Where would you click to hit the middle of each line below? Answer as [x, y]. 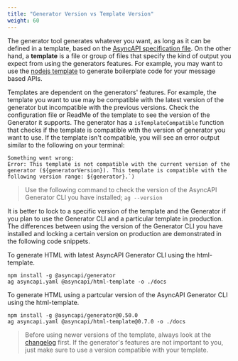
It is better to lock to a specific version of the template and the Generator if [117, 211]
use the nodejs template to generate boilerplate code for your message [112, 71]
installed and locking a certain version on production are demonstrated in [114, 233]
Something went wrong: [41, 158]
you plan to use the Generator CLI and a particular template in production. [115, 218]
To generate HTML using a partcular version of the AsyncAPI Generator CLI [118, 294]
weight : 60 [23, 21]
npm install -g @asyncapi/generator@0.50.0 [73, 315]
